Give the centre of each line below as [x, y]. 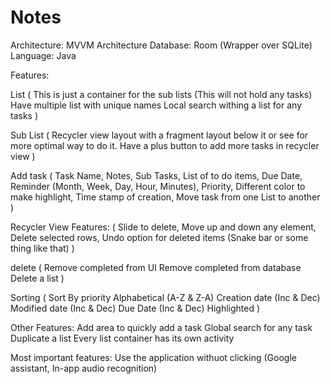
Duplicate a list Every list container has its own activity [122, 338]
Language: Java [43, 55]
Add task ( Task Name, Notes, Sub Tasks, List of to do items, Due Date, [156, 175]
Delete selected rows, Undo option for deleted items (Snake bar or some [159, 237]
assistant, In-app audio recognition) [84, 368]
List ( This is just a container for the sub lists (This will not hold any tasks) [161, 94]
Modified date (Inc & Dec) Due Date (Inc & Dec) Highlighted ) [135, 308]
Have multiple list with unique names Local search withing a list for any [156, 105]
